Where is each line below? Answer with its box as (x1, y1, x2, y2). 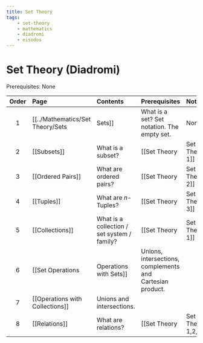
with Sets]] (96, 269, 128, 278)
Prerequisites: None (6, 83, 56, 90)
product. (141, 284, 165, 293)
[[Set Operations (32, 266, 80, 274)
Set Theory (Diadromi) (6, 63, 121, 77)
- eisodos (17, 37, 42, 43)
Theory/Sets (32, 122, 68, 130)
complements (141, 262, 180, 271)
